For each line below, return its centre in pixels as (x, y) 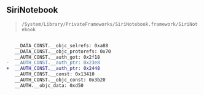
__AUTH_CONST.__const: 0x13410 (55, 74)
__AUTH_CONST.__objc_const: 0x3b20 (60, 80)
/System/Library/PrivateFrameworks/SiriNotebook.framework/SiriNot (109, 24)
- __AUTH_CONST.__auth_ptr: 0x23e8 (53, 63)
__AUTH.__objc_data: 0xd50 (49, 85)
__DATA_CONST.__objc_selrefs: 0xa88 (61, 45)
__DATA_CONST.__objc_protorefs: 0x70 (63, 51)
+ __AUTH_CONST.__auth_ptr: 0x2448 (53, 69)
